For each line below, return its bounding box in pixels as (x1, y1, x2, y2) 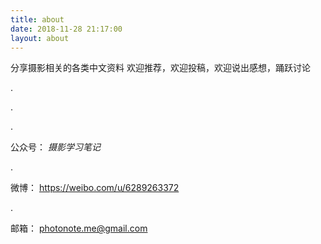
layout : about (10, 33, 70, 43)
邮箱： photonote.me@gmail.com (10, 222, 148, 235)
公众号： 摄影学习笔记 (10, 141, 101, 153)
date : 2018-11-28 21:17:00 (10, 24, 123, 34)
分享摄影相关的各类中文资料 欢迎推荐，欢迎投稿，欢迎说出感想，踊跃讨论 (10, 62, 311, 74)
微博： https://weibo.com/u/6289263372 (10, 182, 180, 194)
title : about (10, 14, 65, 25)
